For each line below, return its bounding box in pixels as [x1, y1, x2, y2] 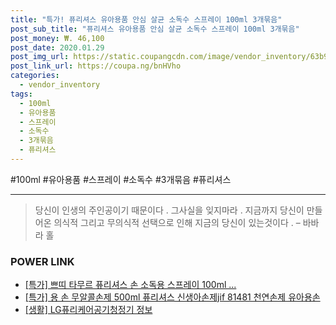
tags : [10, 89, 33, 99]
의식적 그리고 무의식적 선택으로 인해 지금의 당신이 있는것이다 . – [53, 216, 301, 228]
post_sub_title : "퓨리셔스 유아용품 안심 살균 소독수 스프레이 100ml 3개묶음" [10, 24, 300, 34]
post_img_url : [10, 52, 70, 62]
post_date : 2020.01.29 [10, 42, 105, 53]
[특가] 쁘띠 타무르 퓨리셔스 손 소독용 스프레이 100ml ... [24, 279, 237, 291]
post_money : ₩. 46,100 [10, 33, 105, 43]
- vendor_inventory [19, 80, 101, 90]
